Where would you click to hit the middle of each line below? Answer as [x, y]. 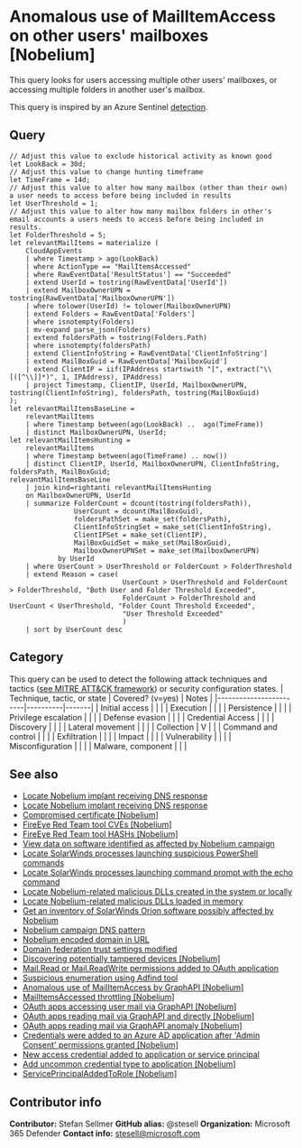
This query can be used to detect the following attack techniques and [138, 679]
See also [34, 774]
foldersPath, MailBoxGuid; [60, 472]
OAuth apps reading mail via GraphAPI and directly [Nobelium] [138, 1016]
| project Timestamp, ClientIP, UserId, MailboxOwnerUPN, [137, 385]
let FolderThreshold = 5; [58, 235]
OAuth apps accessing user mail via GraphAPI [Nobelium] [129, 1006]
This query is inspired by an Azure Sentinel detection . [109, 106]
